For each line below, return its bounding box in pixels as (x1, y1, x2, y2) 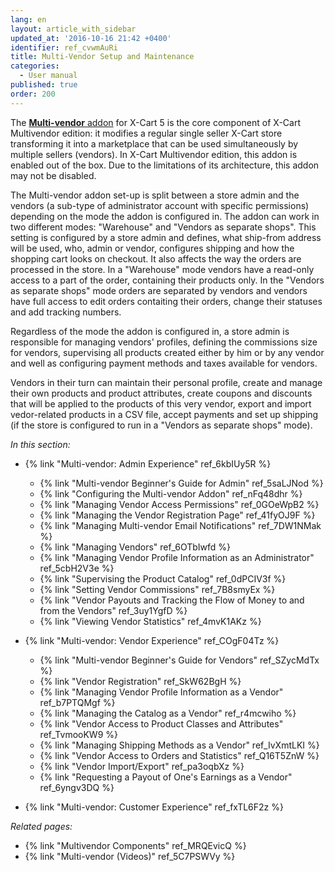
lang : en (10, 14, 47, 25)
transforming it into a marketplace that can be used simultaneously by (10, 137, 299, 150)
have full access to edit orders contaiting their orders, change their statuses (10, 295, 323, 307)
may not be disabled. (10, 169, 97, 181)
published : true (10, 80, 78, 90)
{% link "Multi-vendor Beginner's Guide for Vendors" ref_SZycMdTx (39, 654, 320, 666)
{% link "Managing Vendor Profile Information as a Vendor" (39, 686, 284, 698)
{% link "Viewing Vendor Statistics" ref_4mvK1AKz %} (39, 615, 262, 627)
